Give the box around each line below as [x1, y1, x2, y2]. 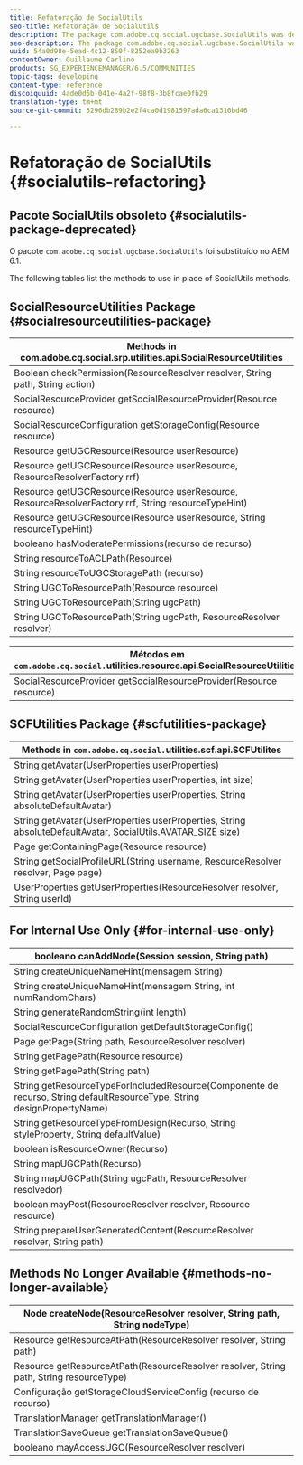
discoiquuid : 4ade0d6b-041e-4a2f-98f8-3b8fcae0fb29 [9, 89, 207, 98]
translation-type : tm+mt [9, 97, 103, 107]
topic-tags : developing [9, 72, 99, 81]
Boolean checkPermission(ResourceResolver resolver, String [14, 367, 272, 380]
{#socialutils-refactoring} [9, 172, 207, 193]
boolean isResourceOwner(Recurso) [14, 1142, 169, 1155]
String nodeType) [113, 1318, 190, 1330]
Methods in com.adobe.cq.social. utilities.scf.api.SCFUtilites [21, 743, 282, 756]
